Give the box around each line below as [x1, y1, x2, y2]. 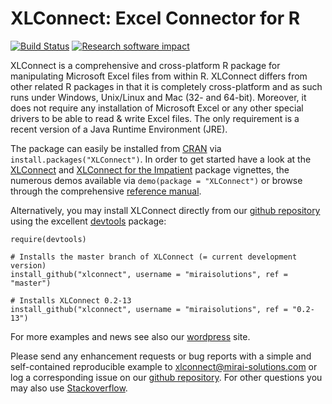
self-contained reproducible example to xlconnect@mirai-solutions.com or [10, 360, 318, 372]
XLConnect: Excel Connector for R [10, 7, 301, 30]
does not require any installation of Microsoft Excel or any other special [10, 102, 304, 114]
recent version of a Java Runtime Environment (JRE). [10, 123, 228, 135]
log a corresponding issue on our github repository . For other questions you [10, 371, 323, 383]
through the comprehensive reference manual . [10, 185, 202, 197]
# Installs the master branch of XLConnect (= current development [10, 252, 298, 262]
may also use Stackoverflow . [10, 382, 128, 394]
